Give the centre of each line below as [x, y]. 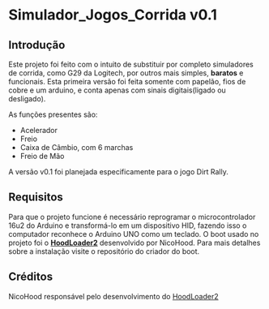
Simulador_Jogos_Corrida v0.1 [113, 15]
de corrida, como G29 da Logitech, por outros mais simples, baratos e [126, 73]
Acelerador [39, 130]
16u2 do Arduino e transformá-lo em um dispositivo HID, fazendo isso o [128, 225]
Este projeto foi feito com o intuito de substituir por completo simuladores [131, 64]
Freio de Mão [42, 156]
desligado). [27, 99]
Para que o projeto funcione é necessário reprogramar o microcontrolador [132, 217]
